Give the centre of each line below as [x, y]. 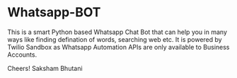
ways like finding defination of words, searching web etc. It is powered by [115, 39]
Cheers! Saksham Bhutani [45, 68]
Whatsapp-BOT [54, 12]
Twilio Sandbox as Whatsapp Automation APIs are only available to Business [118, 47]
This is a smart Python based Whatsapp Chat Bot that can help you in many [117, 32]
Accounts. [22, 55]
